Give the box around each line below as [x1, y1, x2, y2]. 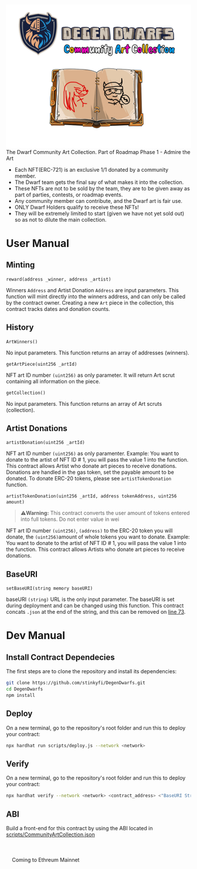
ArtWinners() [6, 339, 38, 345]
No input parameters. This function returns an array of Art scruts [6, 400, 162, 407]
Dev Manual [6, 629, 66, 642]
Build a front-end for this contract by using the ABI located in [6, 825, 153, 832]
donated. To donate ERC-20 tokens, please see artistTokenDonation [6, 475, 172, 482]
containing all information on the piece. [6, 377, 101, 385]
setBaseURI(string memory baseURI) [6, 586, 93, 591]
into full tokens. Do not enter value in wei [20, 516, 120, 523]
